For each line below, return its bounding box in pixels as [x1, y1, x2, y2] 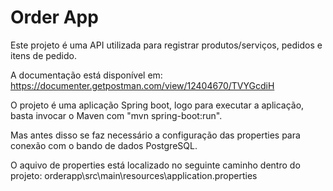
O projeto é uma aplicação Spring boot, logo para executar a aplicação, [10, 99, 305, 111]
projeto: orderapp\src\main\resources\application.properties [10, 169, 258, 181]
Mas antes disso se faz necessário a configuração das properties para [10, 129, 301, 141]
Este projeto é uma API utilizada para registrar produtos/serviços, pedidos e [10, 39, 323, 51]
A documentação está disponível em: [10, 69, 163, 81]
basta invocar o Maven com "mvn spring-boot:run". [10, 109, 223, 121]
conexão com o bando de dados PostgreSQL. [10, 139, 198, 151]
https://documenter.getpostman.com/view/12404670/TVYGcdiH [10, 79, 275, 91]
